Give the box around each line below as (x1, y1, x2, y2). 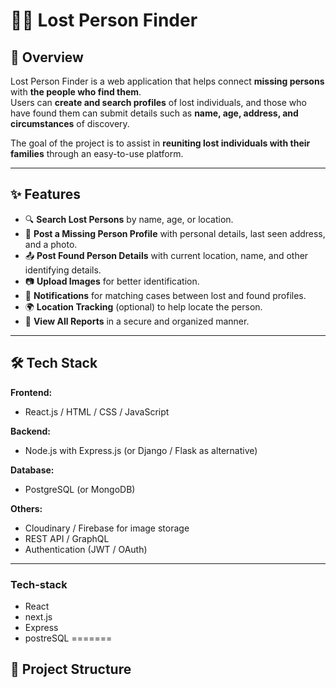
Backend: (10, 425, 51, 437)
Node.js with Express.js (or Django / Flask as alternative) (24, 444, 258, 456)
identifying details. (24, 264, 102, 276)
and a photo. (24, 238, 78, 250)
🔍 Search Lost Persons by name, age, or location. (24, 213, 234, 225)
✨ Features (10, 186, 81, 203)
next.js (24, 610, 53, 623)
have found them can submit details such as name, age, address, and (10, 107, 299, 119)
